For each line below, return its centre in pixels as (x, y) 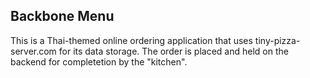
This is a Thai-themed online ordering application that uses (131, 40)
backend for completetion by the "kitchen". (99, 61)
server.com (33, 51)
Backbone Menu (62, 16)
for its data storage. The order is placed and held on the (173, 51)
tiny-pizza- (277, 40)
